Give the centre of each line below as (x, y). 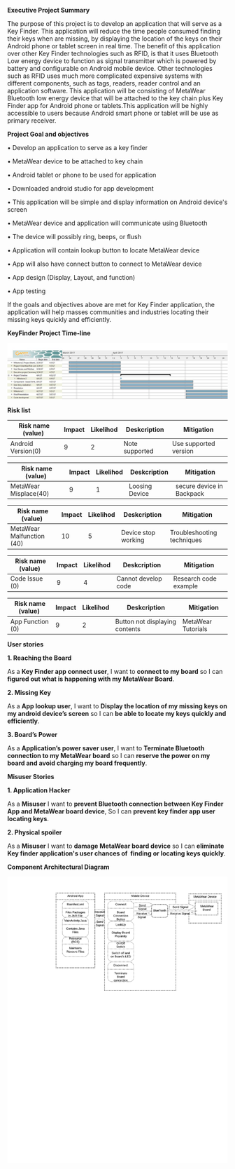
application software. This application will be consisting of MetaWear (106, 91)
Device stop (138, 532)
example (185, 586)
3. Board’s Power (33, 735)
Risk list (19, 410)
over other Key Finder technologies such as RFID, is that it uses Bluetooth (113, 53)
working (133, 540)
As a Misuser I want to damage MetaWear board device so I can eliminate (116, 846)
